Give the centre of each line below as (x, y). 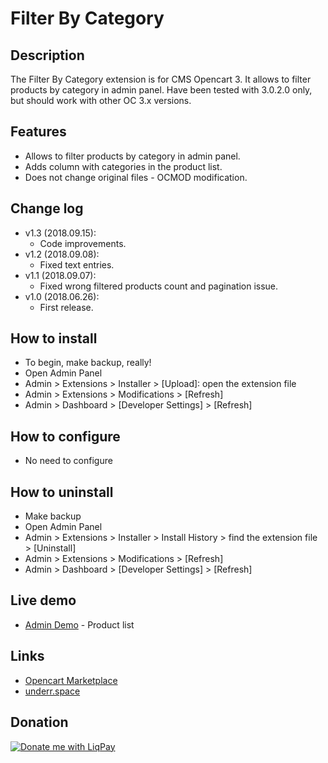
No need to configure (68, 461)
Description (47, 55)
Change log (47, 208)
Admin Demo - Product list (79, 624)
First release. (66, 307)
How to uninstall (62, 492)
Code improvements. (83, 243)
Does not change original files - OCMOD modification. (136, 177)
